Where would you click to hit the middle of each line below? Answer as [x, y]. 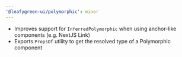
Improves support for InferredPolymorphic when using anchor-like [95, 28]
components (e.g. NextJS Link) [52, 35]
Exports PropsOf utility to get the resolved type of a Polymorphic [92, 41]
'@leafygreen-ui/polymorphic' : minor [52, 12]
